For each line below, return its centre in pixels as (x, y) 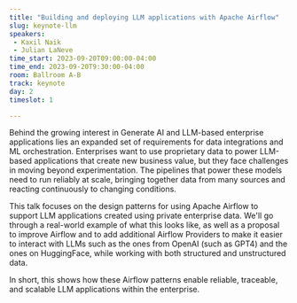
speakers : (27, 34)
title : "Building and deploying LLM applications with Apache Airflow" (144, 17)
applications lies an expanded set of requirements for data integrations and (146, 142)
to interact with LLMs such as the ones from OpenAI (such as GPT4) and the (148, 244)
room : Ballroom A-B (45, 75)
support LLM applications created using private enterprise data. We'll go (141, 216)
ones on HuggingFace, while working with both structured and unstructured (148, 253)
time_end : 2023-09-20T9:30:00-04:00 (77, 67)
